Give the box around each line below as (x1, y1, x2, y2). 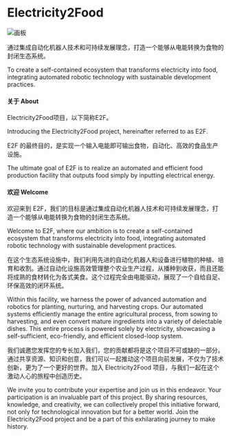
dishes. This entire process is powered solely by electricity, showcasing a (7, 325, 215, 333)
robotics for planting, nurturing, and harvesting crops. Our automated (7, 303, 203, 311)
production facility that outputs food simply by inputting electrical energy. (7, 171, 215, 180)
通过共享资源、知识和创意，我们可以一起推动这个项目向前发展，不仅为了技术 (7, 355, 224, 363)
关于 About (7, 96, 39, 105)
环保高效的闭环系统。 (7, 281, 67, 290)
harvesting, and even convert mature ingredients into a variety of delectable (7, 317, 222, 325)
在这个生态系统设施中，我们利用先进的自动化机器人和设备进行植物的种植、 (7, 256, 218, 264)
